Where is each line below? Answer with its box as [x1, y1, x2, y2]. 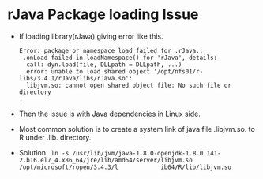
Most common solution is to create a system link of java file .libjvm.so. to [18, 124, 256, 133]
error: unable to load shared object [26, 67, 151, 76]
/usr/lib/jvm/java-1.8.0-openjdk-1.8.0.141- [72, 149, 222, 157]
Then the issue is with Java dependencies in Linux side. [18, 109, 201, 118]
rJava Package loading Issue [7, 6, 199, 24]
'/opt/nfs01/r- [152, 67, 204, 76]
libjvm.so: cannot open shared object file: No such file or [26, 81, 232, 89]
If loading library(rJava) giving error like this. [18, 32, 163, 41]
